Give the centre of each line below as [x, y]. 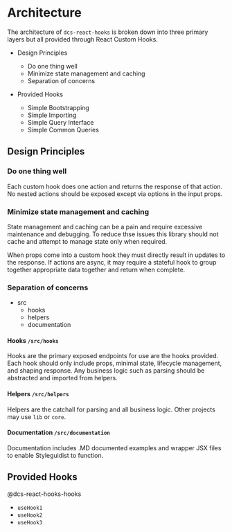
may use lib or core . [37, 416]
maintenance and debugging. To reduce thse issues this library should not [113, 234]
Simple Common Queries [63, 130]
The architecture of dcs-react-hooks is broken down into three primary [108, 32]
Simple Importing [52, 115]
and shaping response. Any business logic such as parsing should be [106, 371]
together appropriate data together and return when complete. [96, 269]
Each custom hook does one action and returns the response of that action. [115, 186]
